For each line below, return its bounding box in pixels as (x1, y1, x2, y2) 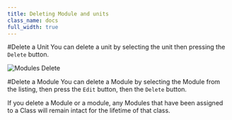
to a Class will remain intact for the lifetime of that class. (7, 107, 171, 115)
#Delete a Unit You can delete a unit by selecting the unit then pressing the (7, 43, 226, 52)
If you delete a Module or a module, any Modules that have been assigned (7, 99, 224, 107)
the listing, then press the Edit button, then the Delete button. (7, 85, 187, 94)
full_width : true (7, 23, 59, 30)
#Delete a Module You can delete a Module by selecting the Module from (7, 78, 221, 86)
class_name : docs (7, 17, 59, 24)
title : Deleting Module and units (7, 10, 110, 18)
